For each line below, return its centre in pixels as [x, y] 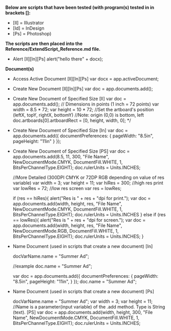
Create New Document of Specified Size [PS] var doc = [71, 151]
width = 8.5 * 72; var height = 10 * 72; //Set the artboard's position [83, 109]
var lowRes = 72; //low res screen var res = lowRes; [67, 188]
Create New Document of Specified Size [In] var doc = [70, 130]
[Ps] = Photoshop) [32, 34]
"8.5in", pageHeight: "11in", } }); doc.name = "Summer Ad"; [74, 282]
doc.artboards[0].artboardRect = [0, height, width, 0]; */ [72, 120]
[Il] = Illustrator [28, 23]
